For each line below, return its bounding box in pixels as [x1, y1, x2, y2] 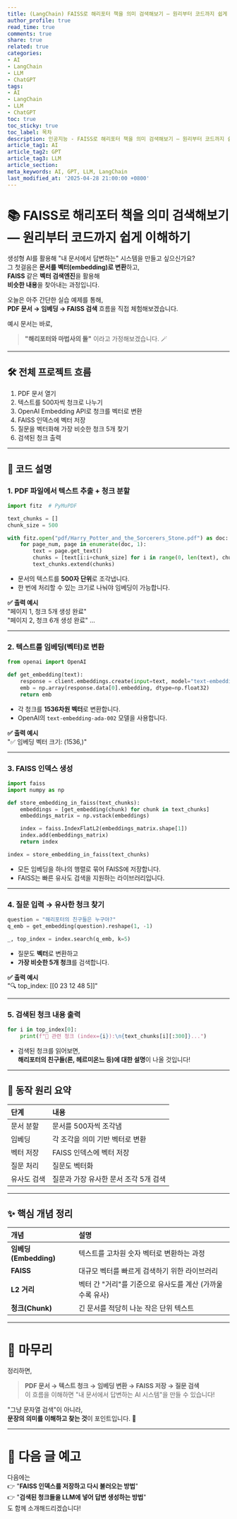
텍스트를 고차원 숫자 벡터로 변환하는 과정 [78, 1249, 206, 1259]
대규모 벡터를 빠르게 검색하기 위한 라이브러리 [78, 1267, 219, 1276]
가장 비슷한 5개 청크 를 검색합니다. [17, 958, 109, 966]
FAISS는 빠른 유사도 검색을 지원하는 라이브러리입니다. [17, 873, 165, 882]
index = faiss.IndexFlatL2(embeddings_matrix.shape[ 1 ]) [20, 825, 188, 832]
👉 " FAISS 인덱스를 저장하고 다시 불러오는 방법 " [7, 1482, 139, 1491]
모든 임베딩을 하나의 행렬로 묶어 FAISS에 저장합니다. [17, 864, 161, 873]
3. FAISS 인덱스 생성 [7, 763, 73, 773]
